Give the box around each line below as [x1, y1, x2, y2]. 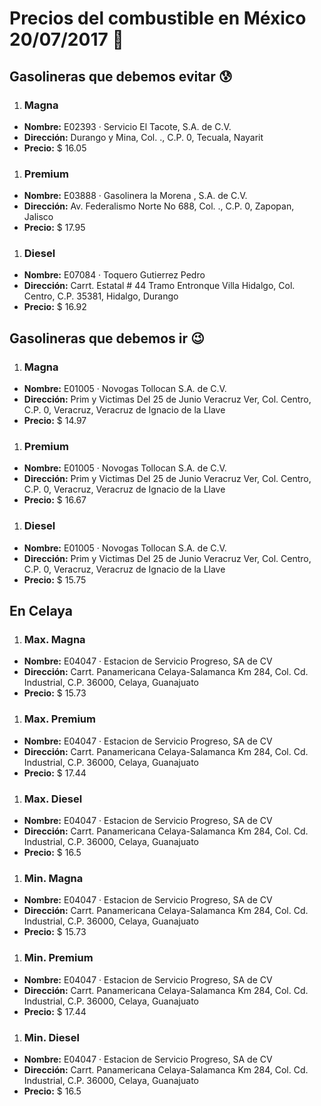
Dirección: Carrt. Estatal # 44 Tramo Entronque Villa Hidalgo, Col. [23, 280, 296, 292]
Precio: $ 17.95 [23, 222, 86, 234]
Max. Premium [23, 712, 96, 726]
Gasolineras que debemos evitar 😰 [9, 68, 233, 85]
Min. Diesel [23, 1030, 80, 1044]
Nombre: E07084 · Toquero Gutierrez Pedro [23, 269, 206, 281]
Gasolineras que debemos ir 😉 [9, 330, 205, 347]
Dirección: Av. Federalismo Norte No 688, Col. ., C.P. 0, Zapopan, [23, 200, 295, 212]
